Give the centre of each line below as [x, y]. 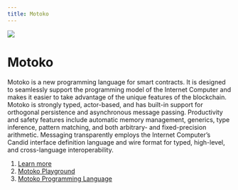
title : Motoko [28, 14]
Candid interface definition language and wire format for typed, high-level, [116, 142]
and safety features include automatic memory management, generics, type [119, 119]
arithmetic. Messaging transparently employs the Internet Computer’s [109, 135]
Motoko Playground [47, 171]
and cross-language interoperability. [60, 150]
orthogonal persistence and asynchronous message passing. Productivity [115, 112]
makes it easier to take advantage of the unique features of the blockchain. [117, 97]
